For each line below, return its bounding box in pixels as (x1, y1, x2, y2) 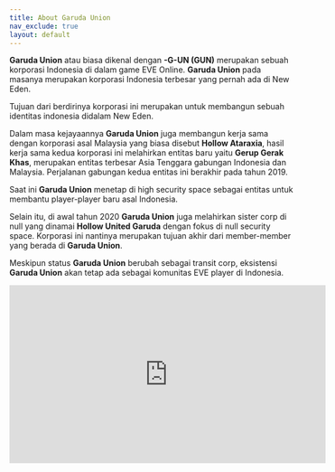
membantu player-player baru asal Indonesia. (9, 194, 179, 204)
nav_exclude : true (9, 22, 79, 31)
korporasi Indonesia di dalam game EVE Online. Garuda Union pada (9, 64, 262, 75)
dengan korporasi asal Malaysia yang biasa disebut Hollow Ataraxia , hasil (9, 137, 284, 149)
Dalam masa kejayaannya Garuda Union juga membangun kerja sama (9, 128, 269, 139)
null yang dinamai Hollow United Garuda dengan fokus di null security (9, 221, 271, 231)
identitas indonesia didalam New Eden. (9, 110, 154, 122)
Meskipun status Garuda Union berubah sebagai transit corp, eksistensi (9, 258, 278, 269)
